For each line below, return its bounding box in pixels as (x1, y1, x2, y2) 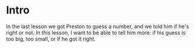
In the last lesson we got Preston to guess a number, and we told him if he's (6, 23, 189, 30)
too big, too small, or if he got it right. (6, 35, 96, 42)
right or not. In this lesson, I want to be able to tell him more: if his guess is (6, 29, 186, 36)
